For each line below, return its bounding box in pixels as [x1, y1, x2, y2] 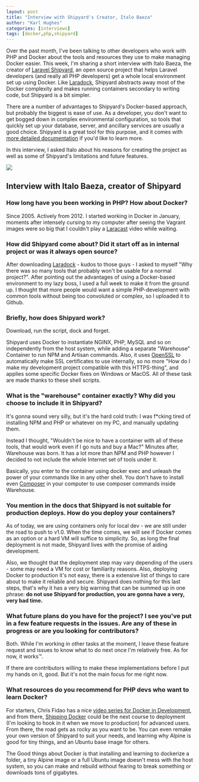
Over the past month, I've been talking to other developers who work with [6, 47, 187, 54]
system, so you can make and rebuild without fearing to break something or [6, 762, 191, 769]
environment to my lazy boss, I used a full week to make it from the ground [6, 280, 189, 287]
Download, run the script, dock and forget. [6, 327, 110, 334]
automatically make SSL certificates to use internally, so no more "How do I [6, 358, 191, 365]
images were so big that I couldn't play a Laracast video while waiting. [6, 225, 178, 232]
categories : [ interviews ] [6, 25, 70, 32]
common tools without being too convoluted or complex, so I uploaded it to [6, 292, 190, 300]
